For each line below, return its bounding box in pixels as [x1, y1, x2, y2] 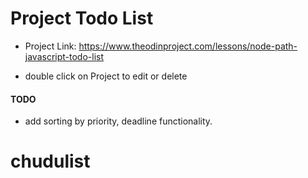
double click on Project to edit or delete [24, 70, 188, 82]
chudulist [10, 150, 91, 173]
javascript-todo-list [24, 50, 105, 62]
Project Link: [24, 40, 77, 52]
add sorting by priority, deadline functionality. [24, 115, 213, 127]
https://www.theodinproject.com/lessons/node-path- [78, 40, 298, 52]
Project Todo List [10, 7, 154, 30]
